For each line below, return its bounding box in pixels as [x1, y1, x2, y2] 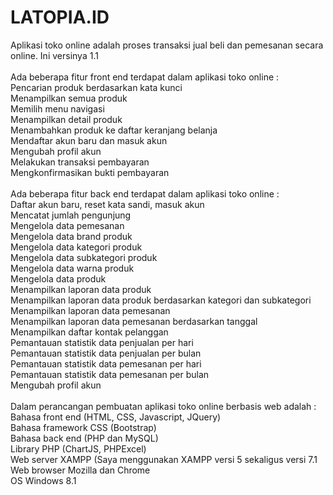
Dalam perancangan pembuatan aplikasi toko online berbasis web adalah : [10, 400, 317, 412]
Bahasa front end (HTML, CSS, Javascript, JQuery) [10, 411, 222, 423]
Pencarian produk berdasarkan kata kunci [10, 81, 183, 93]
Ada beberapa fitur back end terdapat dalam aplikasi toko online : [10, 187, 280, 200]
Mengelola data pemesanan [10, 219, 125, 231]
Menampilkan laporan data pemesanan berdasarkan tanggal [10, 315, 258, 327]
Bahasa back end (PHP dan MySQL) [10, 432, 159, 444]
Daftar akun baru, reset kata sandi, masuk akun [10, 198, 205, 210]
